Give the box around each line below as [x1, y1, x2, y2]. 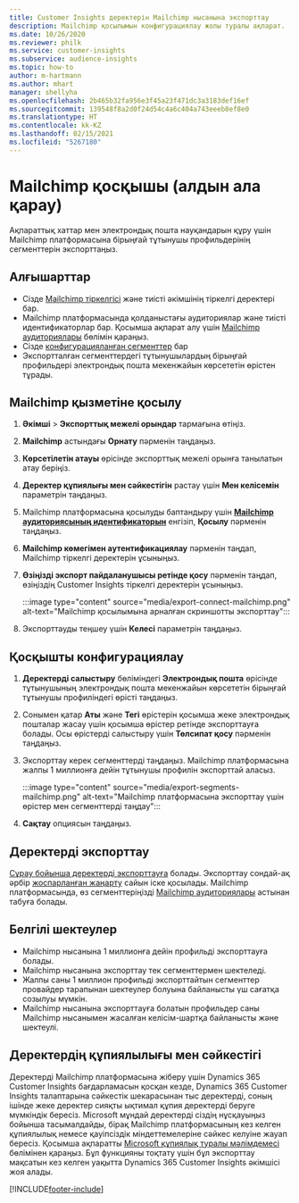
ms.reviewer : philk [9, 38, 82, 47]
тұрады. [21, 369, 54, 380]
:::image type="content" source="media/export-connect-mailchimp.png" [21, 597, 291, 607]
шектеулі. [21, 1022, 59, 1032]
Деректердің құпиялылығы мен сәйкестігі [9, 1048, 262, 1063]
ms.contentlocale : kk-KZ [9, 121, 102, 130]
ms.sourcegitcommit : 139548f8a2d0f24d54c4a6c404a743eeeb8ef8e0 [9, 104, 250, 113]
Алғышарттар [9, 270, 91, 285]
